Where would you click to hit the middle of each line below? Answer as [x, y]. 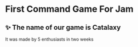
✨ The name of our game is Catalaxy [63, 27]
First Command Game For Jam [69, 9]
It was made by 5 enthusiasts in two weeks [49, 39]
